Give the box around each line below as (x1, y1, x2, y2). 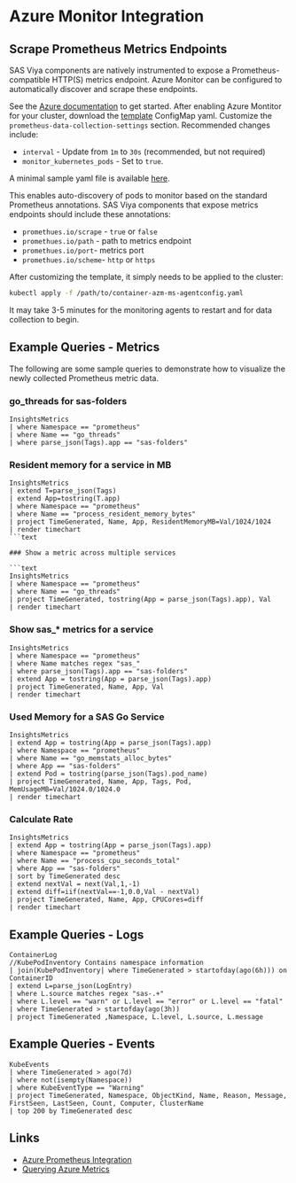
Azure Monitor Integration (9, 6, 205, 27)
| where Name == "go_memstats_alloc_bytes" (9, 753, 173, 763)
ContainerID (9, 973, 53, 983)
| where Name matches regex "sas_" (9, 658, 141, 668)
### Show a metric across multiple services (9, 549, 176, 557)
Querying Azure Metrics (21, 1164, 110, 1174)
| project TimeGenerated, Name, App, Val (9, 682, 165, 691)
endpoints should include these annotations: (9, 209, 171, 219)
